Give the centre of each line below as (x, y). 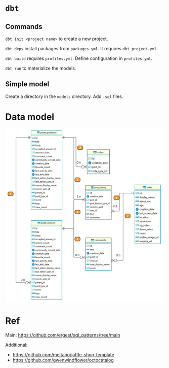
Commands (24, 27)
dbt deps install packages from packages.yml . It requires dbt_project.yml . (82, 48)
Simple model (27, 84)
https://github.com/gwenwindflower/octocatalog (63, 360)
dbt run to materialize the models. (41, 68)
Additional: (16, 345)
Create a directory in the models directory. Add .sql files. (64, 96)
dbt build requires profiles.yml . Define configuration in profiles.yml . (79, 58)
